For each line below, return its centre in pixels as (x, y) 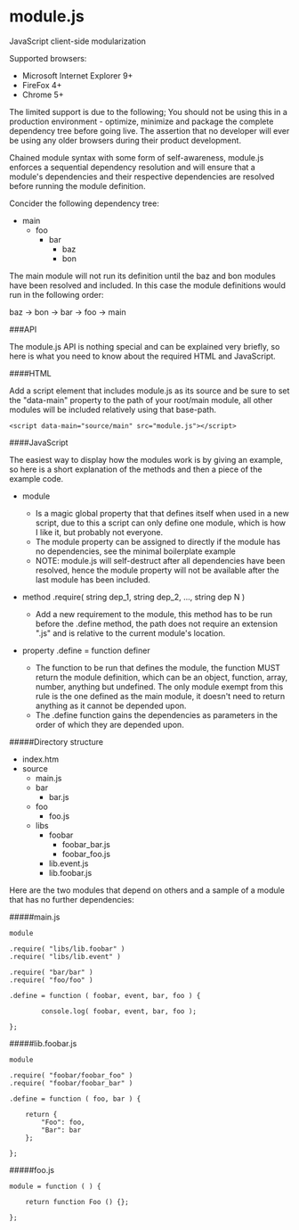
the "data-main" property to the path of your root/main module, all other (141, 400)
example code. (36, 478)
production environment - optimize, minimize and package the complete (141, 121)
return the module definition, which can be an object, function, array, (162, 677)
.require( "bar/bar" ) (51, 972)
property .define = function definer (86, 650)
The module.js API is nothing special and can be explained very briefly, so (145, 346)
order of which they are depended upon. (109, 724)
